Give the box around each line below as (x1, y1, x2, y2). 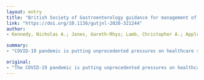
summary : (6, 42, 29, 48)
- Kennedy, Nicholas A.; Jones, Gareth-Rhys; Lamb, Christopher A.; (6, 32, 183, 38)
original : (6, 59, 32, 65)
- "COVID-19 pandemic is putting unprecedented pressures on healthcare (6, 48, 194, 55)
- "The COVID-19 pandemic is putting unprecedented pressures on (6, 64, 175, 70)
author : (6, 25, 26, 32)
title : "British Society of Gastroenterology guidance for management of (6, 15, 197, 21)
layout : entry (6, 8, 42, 15)
